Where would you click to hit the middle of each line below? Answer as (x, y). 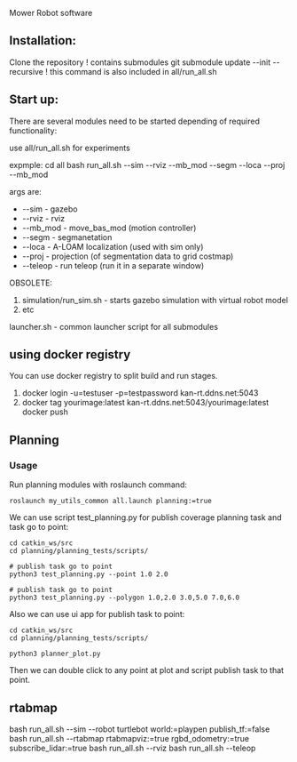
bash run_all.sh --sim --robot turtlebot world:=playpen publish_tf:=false (140, 729)
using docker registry (70, 355)
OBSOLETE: (31, 283)
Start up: (34, 100)
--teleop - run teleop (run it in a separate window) (113, 265)
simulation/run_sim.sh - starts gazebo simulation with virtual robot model (155, 300)
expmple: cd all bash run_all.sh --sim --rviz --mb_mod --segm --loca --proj (147, 164)
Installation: (43, 40)
